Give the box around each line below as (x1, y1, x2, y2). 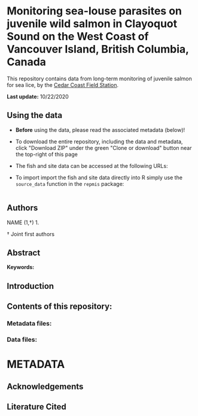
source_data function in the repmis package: (15, 180, 124, 187)
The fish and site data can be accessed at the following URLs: (15, 162, 168, 169)
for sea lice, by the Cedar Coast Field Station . (7, 81, 119, 88)
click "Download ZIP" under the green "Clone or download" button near (15, 144, 192, 151)
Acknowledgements (7, 381, 84, 391)
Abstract (7, 248, 41, 258)
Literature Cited (7, 402, 66, 412)
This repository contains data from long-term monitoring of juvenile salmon (7, 75, 192, 82)
